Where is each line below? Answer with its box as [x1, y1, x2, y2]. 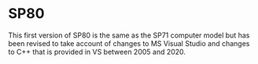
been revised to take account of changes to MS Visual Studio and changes [8, 38, 250, 48]
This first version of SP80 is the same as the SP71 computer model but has [8, 30, 250, 40]
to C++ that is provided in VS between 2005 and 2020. [8, 47, 186, 56]
